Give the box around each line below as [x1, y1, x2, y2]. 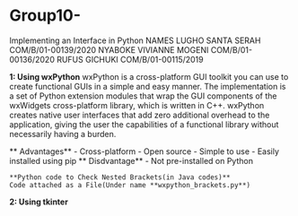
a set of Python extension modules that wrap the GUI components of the [9, 91, 277, 101]
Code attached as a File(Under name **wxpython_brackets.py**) [9, 180, 251, 189]
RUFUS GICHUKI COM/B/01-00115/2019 [57, 54, 204, 65]
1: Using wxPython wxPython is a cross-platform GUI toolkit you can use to [9, 71, 289, 82]
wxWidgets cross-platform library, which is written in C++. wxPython [9, 99, 265, 110]
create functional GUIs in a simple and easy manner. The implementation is [9, 81, 286, 91]
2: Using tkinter [9, 196, 69, 207]
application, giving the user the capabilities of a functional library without [9, 118, 279, 130]
